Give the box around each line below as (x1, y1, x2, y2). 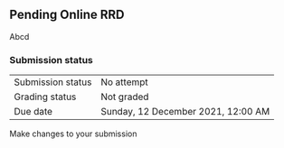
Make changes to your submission (9, 128, 137, 139)
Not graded (100, 90, 149, 103)
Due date (14, 106, 52, 118)
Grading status (14, 90, 77, 103)
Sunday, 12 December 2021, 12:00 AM (100, 106, 270, 118)
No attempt (100, 76, 149, 88)
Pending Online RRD (9, 7, 125, 23)
